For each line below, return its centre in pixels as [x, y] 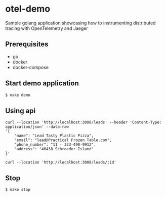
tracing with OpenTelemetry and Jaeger [47, 28]
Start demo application [42, 84]
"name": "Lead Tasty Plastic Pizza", [54, 136]
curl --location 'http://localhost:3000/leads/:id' [61, 162]
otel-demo [28, 9]
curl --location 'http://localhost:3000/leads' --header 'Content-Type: [84, 122]
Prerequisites [27, 44]
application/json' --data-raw [37, 127]
